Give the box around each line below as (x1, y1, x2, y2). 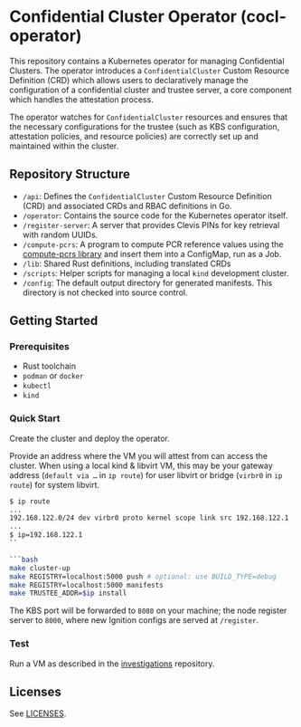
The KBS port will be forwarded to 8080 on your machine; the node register (9, 605, 287, 617)
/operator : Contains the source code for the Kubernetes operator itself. (22, 210, 288, 221)
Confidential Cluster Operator (9, 6, 238, 27)
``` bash (9, 555, 39, 564)
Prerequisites (9, 340, 70, 353)
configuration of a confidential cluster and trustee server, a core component (9, 84, 292, 95)
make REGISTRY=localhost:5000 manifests (9, 580, 165, 589)
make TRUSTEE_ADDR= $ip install (9, 588, 127, 598)
